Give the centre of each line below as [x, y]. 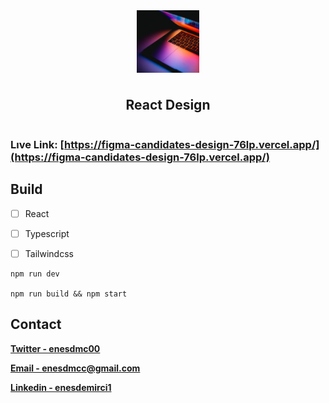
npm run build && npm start [69, 294]
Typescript [47, 233]
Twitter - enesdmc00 [55, 348]
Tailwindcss [49, 253]
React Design [168, 105]
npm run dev [35, 274]
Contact [36, 324]
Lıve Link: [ [37, 144]
